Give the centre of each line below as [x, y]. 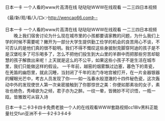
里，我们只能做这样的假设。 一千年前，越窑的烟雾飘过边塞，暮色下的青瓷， [81, 66]
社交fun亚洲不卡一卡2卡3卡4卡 [40, 113]
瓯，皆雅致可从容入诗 [27, 97]
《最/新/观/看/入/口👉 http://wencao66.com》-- [52, 18]
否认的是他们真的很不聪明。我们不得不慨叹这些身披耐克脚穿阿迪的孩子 [80, 48]
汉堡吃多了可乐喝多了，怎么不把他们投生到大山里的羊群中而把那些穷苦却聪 [84, 54]
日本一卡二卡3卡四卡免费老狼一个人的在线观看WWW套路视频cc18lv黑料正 [79, 107]
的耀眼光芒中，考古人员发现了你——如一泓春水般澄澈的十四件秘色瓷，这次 [80, 78]
